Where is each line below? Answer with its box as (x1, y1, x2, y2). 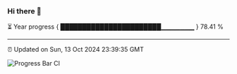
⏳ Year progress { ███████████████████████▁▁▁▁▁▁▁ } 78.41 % (7, 22, 224, 31)
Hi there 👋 (7, 6, 42, 16)
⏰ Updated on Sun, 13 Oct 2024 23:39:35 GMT (7, 45, 145, 54)
